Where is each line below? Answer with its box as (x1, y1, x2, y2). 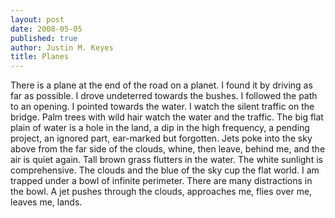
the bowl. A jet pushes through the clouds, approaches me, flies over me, (10, 186, 313, 198)
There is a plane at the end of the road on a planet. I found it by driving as (10, 79, 313, 91)
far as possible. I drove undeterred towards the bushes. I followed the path (10, 90, 318, 102)
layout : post (10, 14, 65, 25)
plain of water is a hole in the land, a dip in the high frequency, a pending (10, 122, 310, 134)
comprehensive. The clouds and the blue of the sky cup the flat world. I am (10, 164, 320, 176)
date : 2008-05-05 (10, 24, 83, 34)
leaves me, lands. (10, 196, 83, 208)
